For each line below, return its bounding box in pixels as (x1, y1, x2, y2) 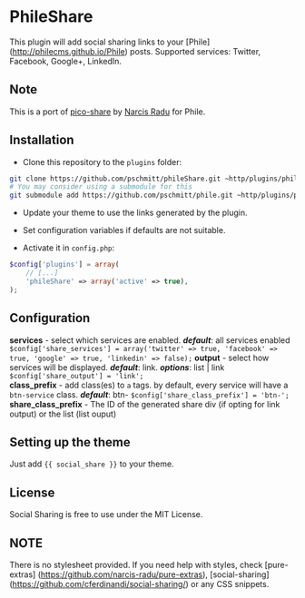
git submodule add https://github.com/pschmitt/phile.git (9, 191, 233, 201)
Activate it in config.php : (22, 242, 115, 253)
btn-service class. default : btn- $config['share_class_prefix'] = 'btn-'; (9, 388, 290, 400)
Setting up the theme (9, 434, 132, 450)
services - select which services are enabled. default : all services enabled (9, 334, 290, 346)
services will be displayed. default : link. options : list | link (9, 361, 225, 373)
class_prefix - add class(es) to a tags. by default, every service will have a (9, 379, 289, 390)
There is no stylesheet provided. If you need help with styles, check (9, 559, 263, 570)
